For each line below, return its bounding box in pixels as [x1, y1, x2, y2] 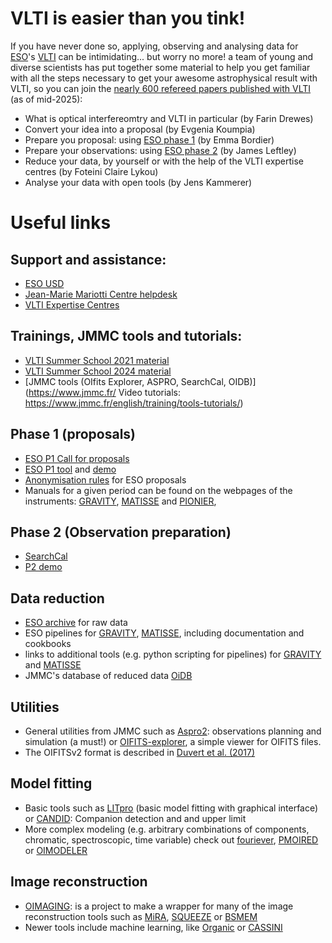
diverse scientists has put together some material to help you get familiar [10, 61, 311, 73]
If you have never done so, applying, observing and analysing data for [10, 40, 299, 52]
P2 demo [24, 561, 63, 573]
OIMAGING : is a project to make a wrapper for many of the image [24, 900, 294, 912]
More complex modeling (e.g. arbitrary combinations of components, [24, 823, 310, 835]
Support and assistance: [10, 251, 167, 268]
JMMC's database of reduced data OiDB [24, 670, 193, 682]
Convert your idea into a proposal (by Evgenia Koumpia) [24, 123, 256, 135]
